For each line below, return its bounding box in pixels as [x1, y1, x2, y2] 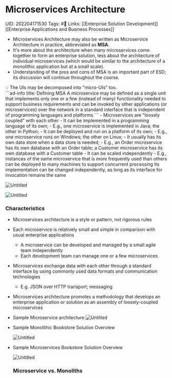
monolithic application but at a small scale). [12, 63, 105, 69]
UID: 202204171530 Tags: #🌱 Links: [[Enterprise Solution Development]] [5, 21, 158, 27]
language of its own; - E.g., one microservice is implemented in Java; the [5, 122, 160, 129]
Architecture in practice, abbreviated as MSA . [12, 41, 110, 47]
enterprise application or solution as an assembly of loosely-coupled [12, 299, 158, 305]
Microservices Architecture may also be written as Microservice [12, 36, 148, 42]
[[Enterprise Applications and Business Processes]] [5, 26, 114, 32]
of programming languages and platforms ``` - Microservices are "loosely [5, 112, 160, 118]
